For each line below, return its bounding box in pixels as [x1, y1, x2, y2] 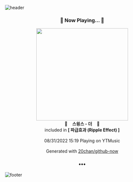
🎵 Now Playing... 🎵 [60, 17, 105, 24]
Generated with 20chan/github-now [46, 148, 118, 154]
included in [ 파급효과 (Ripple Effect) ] [44, 127, 120, 133]
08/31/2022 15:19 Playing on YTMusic [44, 138, 120, 144]
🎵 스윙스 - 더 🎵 [64, 121, 100, 127]
